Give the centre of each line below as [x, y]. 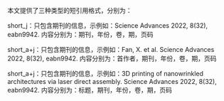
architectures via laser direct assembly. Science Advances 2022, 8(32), [112, 81]
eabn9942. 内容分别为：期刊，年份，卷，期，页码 [80, 34]
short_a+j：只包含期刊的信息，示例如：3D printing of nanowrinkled [106, 74]
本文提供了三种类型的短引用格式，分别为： [70, 10]
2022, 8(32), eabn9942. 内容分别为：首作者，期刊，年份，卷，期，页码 [112, 58]
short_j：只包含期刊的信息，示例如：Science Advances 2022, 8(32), [108, 26]
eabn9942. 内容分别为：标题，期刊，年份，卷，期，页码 [90, 90]
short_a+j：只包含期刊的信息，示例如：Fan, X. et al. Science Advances [111, 49]
